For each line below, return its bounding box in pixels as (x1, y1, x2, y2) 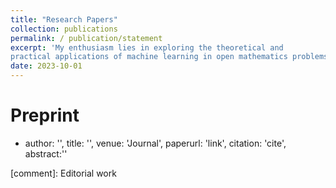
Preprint (10, 104, 80, 127)
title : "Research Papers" (10, 14, 118, 25)
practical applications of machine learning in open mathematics (10, 52, 288, 62)
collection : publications (10, 24, 118, 34)
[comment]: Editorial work (10, 167, 117, 179)
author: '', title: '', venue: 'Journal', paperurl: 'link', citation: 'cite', (24, 137, 287, 149)
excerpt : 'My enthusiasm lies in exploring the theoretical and (10, 42, 284, 53)
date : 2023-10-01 (10, 61, 83, 71)
